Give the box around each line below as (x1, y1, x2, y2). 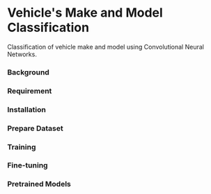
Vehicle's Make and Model (7, 5, 164, 21)
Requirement (7, 86, 52, 95)
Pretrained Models (7, 179, 72, 189)
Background (7, 67, 50, 77)
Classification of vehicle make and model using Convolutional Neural (7, 42, 204, 51)
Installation (7, 104, 47, 114)
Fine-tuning (7, 161, 48, 170)
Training (7, 142, 36, 152)
